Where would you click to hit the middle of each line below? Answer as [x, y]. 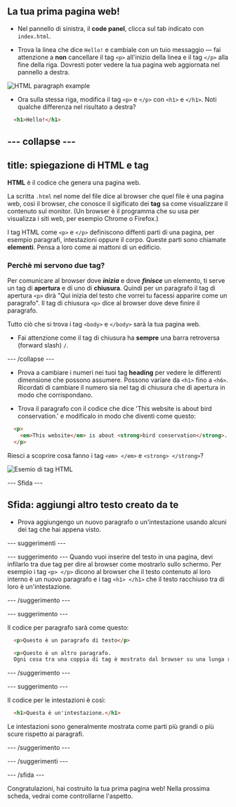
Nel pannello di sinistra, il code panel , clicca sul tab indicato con [111, 28]
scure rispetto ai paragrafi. [46, 734]
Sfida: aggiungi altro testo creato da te [93, 505]
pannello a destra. [44, 72]
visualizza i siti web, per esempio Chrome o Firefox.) [83, 218]
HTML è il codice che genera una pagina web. [74, 182]
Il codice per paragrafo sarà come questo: [68, 627]
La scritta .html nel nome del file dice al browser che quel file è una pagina [116, 196]
